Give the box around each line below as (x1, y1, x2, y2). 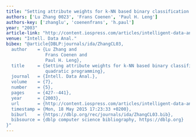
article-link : (6, 30, 41, 36)
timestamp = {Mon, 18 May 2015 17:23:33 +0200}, (11, 106, 132, 112)
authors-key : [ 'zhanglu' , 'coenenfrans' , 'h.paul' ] (6, 19, 134, 25)
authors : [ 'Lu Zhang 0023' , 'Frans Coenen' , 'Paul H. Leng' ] (6, 14, 158, 20)
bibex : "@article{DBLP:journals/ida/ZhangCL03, (6, 41, 124, 47)
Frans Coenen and (45, 52, 87, 58)
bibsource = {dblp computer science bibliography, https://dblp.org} (11, 117, 184, 123)
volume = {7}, (11, 79, 54, 85)
